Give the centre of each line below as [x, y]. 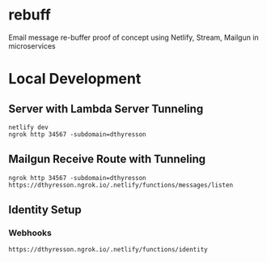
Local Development [75, 79]
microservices [32, 45]
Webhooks [30, 233]
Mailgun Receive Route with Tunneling [107, 159]
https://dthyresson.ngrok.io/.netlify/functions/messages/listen [121, 185]
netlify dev [28, 127]
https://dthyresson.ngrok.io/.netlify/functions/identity [108, 250]
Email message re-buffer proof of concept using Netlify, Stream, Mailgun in [133, 37]
